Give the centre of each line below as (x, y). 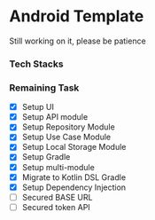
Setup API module (55, 117)
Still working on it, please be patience (77, 41)
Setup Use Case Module (66, 137)
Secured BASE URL (57, 197)
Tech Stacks (36, 64)
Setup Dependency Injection (74, 187)
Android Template (77, 16)
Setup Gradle (46, 157)
